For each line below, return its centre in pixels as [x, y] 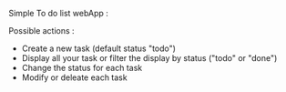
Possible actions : [41, 31]
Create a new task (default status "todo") [99, 48]
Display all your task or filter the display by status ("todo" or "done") [149, 58]
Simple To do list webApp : [58, 13]
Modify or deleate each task [75, 77]
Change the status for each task [82, 68]
